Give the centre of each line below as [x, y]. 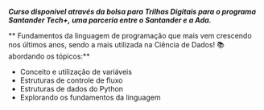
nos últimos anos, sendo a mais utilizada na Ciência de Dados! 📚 [117, 45]
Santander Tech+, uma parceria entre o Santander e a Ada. [110, 20]
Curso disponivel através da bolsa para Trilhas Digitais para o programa [132, 12]
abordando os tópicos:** [49, 56]
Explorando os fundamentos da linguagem [90, 97]
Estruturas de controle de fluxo [71, 80]
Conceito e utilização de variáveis [76, 72]
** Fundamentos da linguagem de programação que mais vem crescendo [130, 36]
